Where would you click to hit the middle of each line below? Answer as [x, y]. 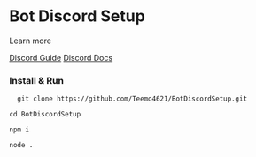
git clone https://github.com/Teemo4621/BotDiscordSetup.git [132, 99]
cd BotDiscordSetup [45, 115]
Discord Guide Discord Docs [61, 57]
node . [21, 146]
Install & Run [37, 80]
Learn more [30, 41]
